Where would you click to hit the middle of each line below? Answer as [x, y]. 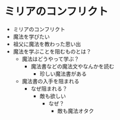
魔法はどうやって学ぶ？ [50, 59]
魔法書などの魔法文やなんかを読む [72, 66]
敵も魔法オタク [76, 110]
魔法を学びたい [31, 36]
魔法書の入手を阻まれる [50, 81]
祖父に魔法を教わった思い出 [47, 44]
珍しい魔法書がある [63, 74]
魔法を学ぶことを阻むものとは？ [52, 51]
